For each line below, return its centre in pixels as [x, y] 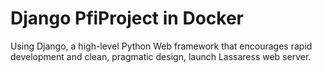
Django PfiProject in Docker [127, 18]
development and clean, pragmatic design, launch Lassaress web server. [161, 56]
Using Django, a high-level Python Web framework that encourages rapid [161, 46]
